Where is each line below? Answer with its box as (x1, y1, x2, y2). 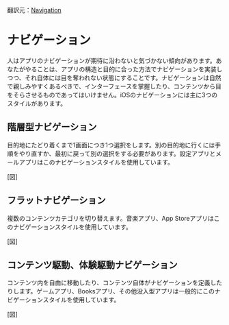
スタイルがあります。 (7, 99, 67, 108)
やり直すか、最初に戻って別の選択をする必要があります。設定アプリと (18, 149, 216, 158)
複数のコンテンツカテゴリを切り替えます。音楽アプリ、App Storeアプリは (7, 214, 214, 222)
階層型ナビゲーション (7, 121, 97, 133)
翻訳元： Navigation (7, 6, 62, 14)
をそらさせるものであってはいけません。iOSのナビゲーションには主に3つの (7, 91, 217, 99)
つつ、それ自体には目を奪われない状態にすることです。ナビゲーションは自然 (7, 73, 221, 82)
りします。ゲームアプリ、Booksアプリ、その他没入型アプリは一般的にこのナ (7, 287, 221, 296)
